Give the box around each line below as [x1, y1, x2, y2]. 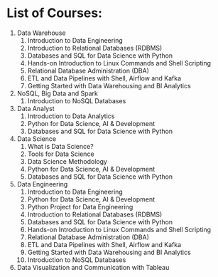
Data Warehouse [16, 28, 66, 37]
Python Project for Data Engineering [27, 202, 133, 211]
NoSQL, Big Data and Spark [16, 89, 99, 98]
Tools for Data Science [27, 150, 94, 158]
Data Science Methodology [27, 157, 108, 165]
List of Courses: [6, 5, 103, 21]
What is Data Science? [27, 142, 94, 150]
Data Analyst [16, 104, 55, 113]
